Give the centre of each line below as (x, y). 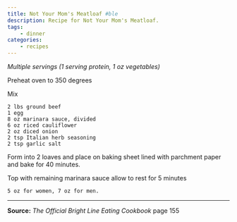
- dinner (33, 33)
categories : (25, 40)
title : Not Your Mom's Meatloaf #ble (63, 14)
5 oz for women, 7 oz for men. (53, 191)
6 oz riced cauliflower (42, 125)
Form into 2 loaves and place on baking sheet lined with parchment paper (114, 157)
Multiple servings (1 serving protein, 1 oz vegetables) (84, 67)
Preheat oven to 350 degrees (50, 80)
